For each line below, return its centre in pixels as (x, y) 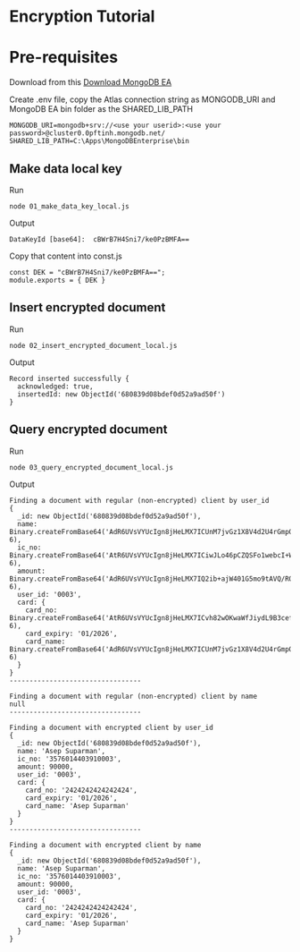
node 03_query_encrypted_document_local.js (92, 467)
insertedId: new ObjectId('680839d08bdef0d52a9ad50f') (121, 394)
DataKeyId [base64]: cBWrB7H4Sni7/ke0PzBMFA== (100, 239)
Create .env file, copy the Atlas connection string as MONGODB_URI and (142, 99)
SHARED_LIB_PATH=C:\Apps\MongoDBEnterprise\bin (100, 141)
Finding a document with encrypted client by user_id (112, 727)
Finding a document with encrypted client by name (105, 845)
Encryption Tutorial (82, 17)
